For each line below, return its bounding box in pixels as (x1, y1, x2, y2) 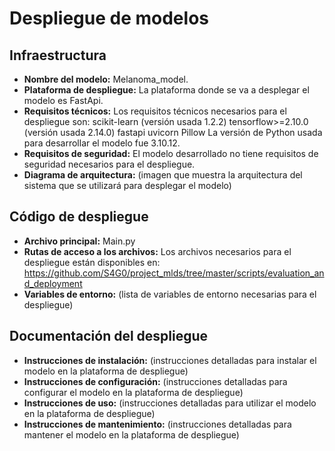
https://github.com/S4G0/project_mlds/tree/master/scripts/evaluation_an (23, 267, 325, 279)
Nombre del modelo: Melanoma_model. (23, 73, 189, 85)
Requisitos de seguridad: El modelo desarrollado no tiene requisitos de (23, 148, 319, 159)
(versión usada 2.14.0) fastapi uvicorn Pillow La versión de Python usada (23, 127, 323, 138)
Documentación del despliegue (9, 328, 209, 345)
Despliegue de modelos (9, 7, 209, 30)
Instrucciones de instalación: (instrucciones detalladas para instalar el (23, 354, 317, 366)
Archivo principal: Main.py (23, 235, 136, 247)
